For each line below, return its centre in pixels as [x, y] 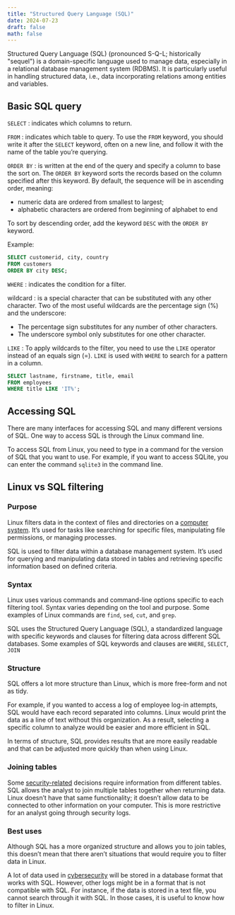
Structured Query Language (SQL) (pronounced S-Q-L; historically [104, 54]
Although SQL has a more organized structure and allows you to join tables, [117, 846]
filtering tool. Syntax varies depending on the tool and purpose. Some [109, 608]
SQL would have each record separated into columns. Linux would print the [117, 712]
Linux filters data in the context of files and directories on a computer [108, 522]
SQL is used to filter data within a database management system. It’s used [115, 551]
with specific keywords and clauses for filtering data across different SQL [114, 636]
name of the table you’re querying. [58, 152]
